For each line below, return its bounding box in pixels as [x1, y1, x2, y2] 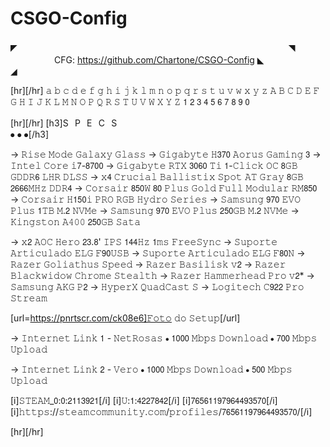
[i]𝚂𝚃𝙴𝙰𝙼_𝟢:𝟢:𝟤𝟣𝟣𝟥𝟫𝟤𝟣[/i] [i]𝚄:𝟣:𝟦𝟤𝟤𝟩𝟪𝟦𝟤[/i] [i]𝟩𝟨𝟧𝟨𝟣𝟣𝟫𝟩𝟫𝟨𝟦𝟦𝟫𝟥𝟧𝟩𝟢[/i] [10, 394, 278, 406]
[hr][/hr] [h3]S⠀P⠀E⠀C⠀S [10, 117, 118, 129]
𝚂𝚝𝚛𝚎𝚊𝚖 [10, 292, 48, 304]
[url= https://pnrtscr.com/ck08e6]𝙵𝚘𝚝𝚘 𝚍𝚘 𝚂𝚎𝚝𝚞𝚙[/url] [10, 312, 241, 324]
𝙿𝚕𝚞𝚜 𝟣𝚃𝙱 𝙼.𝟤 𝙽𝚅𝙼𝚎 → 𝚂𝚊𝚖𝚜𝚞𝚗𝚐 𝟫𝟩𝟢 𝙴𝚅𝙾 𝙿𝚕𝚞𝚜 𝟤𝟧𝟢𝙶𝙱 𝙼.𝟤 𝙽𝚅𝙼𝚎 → [10, 204, 300, 216]
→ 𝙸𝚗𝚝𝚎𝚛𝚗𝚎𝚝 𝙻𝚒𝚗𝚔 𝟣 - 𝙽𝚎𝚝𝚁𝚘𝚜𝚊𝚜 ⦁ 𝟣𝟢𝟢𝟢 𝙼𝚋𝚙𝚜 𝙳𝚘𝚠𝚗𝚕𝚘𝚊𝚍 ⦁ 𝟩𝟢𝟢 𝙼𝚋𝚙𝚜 [10, 332, 318, 344]
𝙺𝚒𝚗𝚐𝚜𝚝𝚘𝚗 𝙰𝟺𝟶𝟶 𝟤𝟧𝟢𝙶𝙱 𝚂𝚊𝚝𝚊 [10, 215, 142, 227]
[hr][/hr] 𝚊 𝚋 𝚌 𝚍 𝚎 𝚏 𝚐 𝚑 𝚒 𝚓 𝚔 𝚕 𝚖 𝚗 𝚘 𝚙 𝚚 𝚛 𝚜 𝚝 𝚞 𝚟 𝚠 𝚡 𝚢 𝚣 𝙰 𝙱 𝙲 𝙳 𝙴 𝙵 [10, 84, 320, 96]
